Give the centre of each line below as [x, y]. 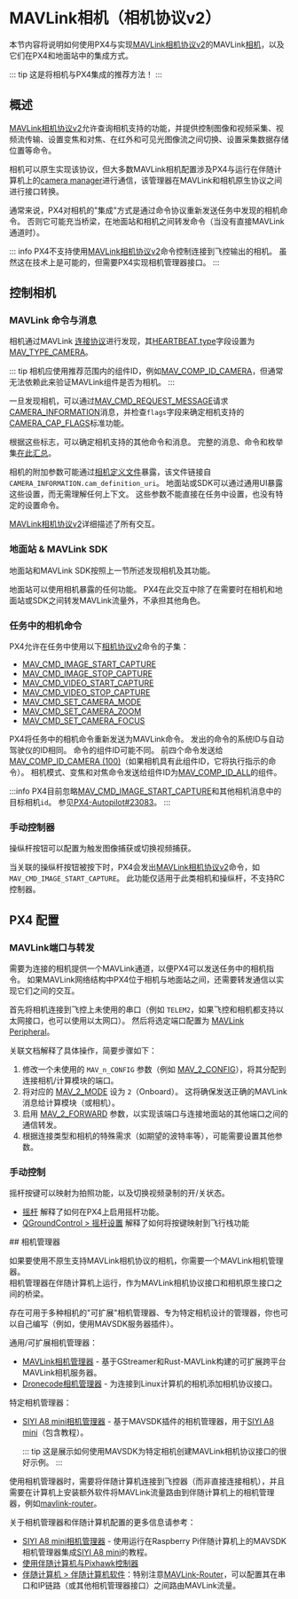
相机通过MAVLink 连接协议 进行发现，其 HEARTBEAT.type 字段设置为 [132, 341]
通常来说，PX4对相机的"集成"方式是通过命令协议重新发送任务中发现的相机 [145, 210]
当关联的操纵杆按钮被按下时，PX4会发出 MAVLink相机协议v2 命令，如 [134, 867]
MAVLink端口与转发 [52, 947]
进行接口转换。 [36, 191]
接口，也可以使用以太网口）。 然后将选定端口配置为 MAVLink [134, 1021]
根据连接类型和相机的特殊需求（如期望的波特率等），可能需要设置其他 [148, 1136]
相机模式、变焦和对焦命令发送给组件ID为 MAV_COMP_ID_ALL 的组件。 [156, 772]
